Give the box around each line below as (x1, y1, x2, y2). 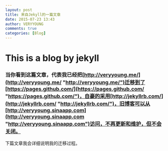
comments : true (5, 26, 37, 31)
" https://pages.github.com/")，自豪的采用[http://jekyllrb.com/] (5, 93, 163, 100)
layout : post (5, 7, 33, 13)
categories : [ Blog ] (5, 31, 46, 36)
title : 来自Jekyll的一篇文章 (5, 12, 61, 17)
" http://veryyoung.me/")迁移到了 (62, 79, 145, 86)
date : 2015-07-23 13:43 (5, 17, 55, 22)
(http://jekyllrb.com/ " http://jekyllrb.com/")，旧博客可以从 (5, 100, 150, 107)
